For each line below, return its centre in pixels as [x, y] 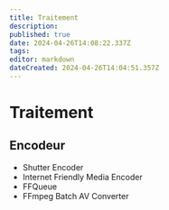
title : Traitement [44, 18]
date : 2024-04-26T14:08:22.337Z [70, 43]
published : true [40, 34]
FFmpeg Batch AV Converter [75, 196]
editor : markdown [42, 59]
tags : [19, 51]
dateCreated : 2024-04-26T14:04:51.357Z [84, 68]
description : [34, 26]
